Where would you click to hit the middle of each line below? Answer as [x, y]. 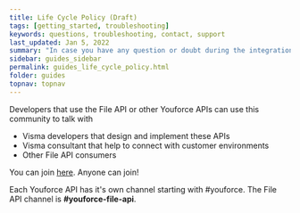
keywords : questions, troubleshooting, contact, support [117, 34]
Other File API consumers [69, 155]
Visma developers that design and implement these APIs [126, 135]
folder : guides [37, 76]
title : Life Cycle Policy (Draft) [74, 17]
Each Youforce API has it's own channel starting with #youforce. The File [143, 189]
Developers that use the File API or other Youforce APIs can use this [134, 109]
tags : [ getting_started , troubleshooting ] [89, 26]
